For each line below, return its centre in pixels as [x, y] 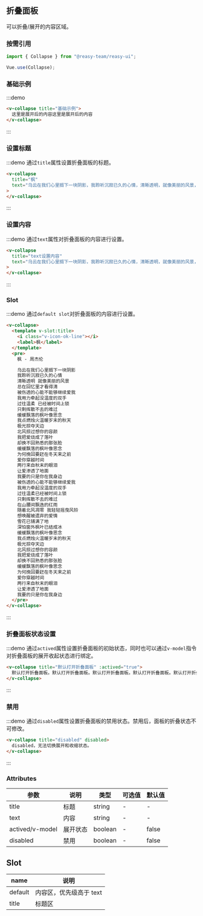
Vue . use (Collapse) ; [31, 67]
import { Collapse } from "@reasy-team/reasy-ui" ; [71, 57]
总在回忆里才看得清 [37, 387]
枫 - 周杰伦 [30, 359]
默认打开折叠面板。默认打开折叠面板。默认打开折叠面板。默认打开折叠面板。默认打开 [101, 673]
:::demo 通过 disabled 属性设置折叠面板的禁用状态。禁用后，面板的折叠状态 [99, 721]
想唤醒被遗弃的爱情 [37, 516]
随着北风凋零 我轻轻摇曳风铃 [48, 510]
